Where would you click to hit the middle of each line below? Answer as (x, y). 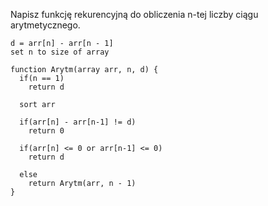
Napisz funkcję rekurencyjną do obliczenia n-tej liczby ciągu (134, 14)
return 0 (46, 131)
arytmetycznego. (45, 25)
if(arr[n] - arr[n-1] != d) (78, 122)
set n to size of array (60, 52)
